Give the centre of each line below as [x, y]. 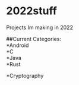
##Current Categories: [34, 39]
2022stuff [32, 11]
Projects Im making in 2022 [39, 27]
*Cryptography [25, 75]
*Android [18, 45]
